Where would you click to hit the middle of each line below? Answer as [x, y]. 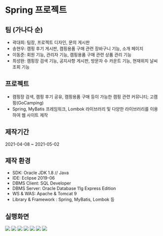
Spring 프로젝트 [36, 10]
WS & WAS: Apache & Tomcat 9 [45, 194]
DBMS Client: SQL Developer [42, 183]
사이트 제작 [37, 115]
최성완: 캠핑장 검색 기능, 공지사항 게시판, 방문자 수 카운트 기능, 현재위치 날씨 [85, 61]
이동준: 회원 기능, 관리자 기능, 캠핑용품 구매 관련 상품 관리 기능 [72, 55]
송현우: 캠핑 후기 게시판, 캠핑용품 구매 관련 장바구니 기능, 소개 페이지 [78, 49]
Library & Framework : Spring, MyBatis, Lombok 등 [63, 200]
